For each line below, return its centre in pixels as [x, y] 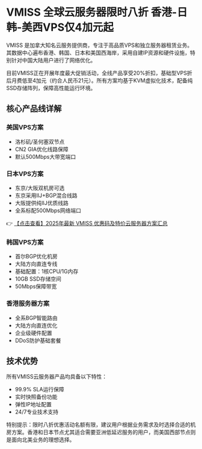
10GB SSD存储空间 [38, 279]
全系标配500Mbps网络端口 [48, 210]
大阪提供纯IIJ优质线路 [42, 203]
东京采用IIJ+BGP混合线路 [46, 195]
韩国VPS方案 [25, 242]
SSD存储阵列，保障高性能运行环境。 [51, 88]
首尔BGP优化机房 [36, 257]
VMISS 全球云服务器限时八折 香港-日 [97, 12]
